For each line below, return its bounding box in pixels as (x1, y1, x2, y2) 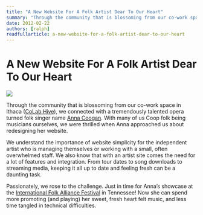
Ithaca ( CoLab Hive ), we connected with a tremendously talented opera (6, 108, 184, 115)
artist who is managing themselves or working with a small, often (6, 146, 168, 153)
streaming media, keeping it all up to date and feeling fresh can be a (6, 164, 176, 172)
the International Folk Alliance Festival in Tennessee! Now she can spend (6, 189, 187, 196)
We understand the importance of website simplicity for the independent (6, 139, 187, 146)
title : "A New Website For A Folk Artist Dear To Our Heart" (6, 8, 164, 15)
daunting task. (6, 171, 42, 178)
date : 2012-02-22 (6, 20, 50, 26)
